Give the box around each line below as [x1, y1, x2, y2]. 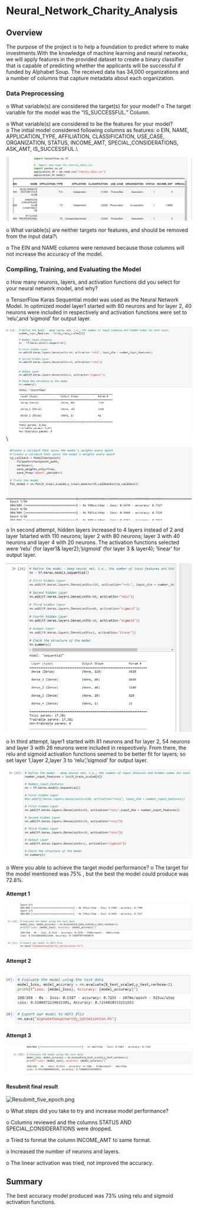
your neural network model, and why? [6, 285, 98, 292]
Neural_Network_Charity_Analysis [6, 4, 178, 18]
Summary [6, 1176, 43, 1186]
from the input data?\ [6, 233, 57, 240]
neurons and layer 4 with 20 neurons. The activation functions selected [6, 539, 180, 546]
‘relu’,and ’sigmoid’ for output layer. [6, 315, 91, 322]
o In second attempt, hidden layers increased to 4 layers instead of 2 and [6, 526, 184, 533]
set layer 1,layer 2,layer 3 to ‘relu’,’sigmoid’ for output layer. [6, 757, 148, 764]
